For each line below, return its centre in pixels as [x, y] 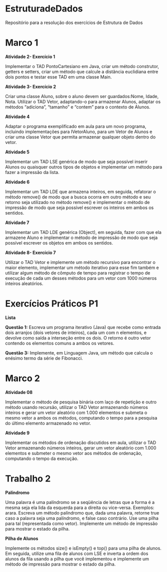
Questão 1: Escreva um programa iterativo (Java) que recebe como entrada [83, 327]
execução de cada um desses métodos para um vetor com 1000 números [81, 278]
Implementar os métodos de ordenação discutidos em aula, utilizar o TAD [81, 442]
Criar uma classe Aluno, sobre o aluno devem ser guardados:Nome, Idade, [82, 96]
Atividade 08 [19, 392]
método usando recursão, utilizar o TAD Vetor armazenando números [77, 407]
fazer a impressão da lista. [32, 172]
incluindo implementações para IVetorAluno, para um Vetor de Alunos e [79, 131]
